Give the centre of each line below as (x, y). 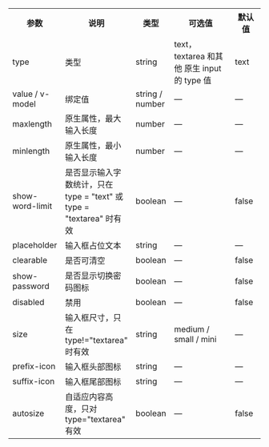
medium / (192, 329)
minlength (31, 151)
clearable (30, 260)
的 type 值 (193, 81)
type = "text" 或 (94, 197)
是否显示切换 (89, 276)
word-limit (32, 206)
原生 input (203, 68)
